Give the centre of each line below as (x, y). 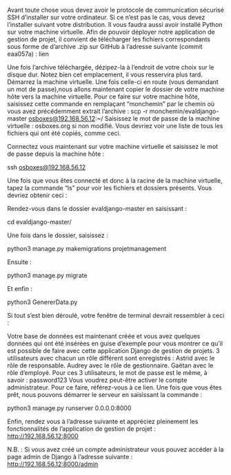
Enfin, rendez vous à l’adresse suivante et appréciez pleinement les (103, 421)
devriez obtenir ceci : (37, 195)
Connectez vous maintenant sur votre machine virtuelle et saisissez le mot (113, 146)
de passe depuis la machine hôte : (56, 154)
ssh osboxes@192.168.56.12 (47, 167)
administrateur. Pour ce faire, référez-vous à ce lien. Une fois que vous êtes (114, 387)
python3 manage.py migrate (47, 275)
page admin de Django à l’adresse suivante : (70, 457)
